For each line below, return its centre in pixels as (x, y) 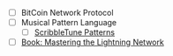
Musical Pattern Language (69, 23)
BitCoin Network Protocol (67, 13)
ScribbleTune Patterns (75, 32)
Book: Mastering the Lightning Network (92, 42)
